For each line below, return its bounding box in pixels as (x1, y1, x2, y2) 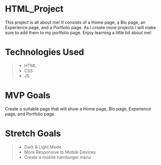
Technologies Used (5, 47, 85, 58)
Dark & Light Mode (24, 144, 62, 150)
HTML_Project (5, 3, 64, 15)
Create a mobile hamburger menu (24, 154, 91, 160)
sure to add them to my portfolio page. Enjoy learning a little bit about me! (5, 30, 151, 35)
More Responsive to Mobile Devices (24, 149, 96, 155)
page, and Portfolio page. (5, 111, 56, 117)
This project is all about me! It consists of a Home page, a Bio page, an (5, 19, 146, 25)
